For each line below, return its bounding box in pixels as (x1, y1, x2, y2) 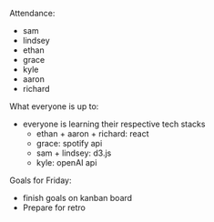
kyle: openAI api (36, 157, 97, 167)
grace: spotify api (36, 138, 103, 148)
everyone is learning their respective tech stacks (22, 118, 206, 129)
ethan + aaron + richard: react (36, 128, 149, 139)
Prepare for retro (22, 202, 87, 213)
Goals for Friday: (9, 175, 72, 186)
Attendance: (9, 8, 56, 18)
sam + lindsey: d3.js (36, 147, 112, 158)
